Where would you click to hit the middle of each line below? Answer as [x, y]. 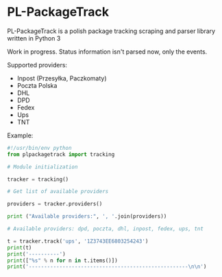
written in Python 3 [34, 38]
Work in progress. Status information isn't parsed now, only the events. [107, 52]
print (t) [20, 247]
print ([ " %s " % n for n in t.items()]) [62, 261]
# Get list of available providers [58, 192]
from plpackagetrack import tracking [61, 154]
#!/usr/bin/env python [39, 148]
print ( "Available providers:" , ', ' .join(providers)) [87, 217]
